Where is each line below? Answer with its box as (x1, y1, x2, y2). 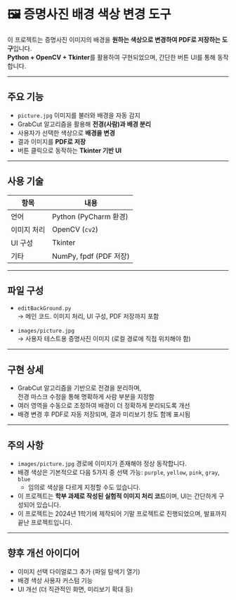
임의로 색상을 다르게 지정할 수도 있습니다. (27, 483, 141, 491)
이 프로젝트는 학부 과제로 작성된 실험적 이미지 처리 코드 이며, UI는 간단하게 (17, 492, 217, 500)
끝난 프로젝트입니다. (17, 518, 72, 526)
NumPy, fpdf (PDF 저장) (51, 251, 130, 261)
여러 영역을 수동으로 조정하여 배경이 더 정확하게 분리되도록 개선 (17, 402, 190, 410)
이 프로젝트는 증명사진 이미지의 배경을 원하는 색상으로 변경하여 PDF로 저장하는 (7, 35, 221, 44)
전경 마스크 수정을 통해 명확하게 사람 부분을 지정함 (17, 392, 155, 401)
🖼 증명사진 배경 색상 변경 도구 (7, 6, 171, 23)
